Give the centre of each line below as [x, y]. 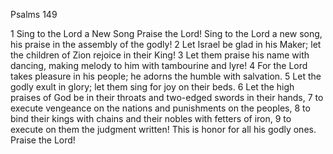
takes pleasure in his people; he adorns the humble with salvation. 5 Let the [166, 76]
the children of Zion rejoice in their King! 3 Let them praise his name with [160, 55]
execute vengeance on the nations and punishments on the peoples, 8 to [160, 108]
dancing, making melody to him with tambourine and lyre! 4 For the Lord [159, 65]
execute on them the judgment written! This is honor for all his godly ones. [163, 129]
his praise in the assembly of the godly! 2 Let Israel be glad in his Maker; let [166, 44]
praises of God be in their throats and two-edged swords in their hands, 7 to [167, 97]
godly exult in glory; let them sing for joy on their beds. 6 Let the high [152, 87]
